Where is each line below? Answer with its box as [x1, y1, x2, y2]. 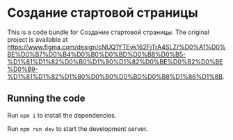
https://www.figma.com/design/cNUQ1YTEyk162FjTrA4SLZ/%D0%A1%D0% [7, 42, 226, 51]
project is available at [7, 35, 68, 43]
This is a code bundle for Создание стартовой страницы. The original [7, 28, 210, 36]
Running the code [7, 93, 86, 104]
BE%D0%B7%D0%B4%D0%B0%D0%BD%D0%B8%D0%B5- [7, 50, 186, 59]
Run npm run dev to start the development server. [7, 124, 148, 133]
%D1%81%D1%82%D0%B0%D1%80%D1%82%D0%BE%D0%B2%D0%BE [7, 57, 223, 65]
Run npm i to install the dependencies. [7, 111, 117, 119]
